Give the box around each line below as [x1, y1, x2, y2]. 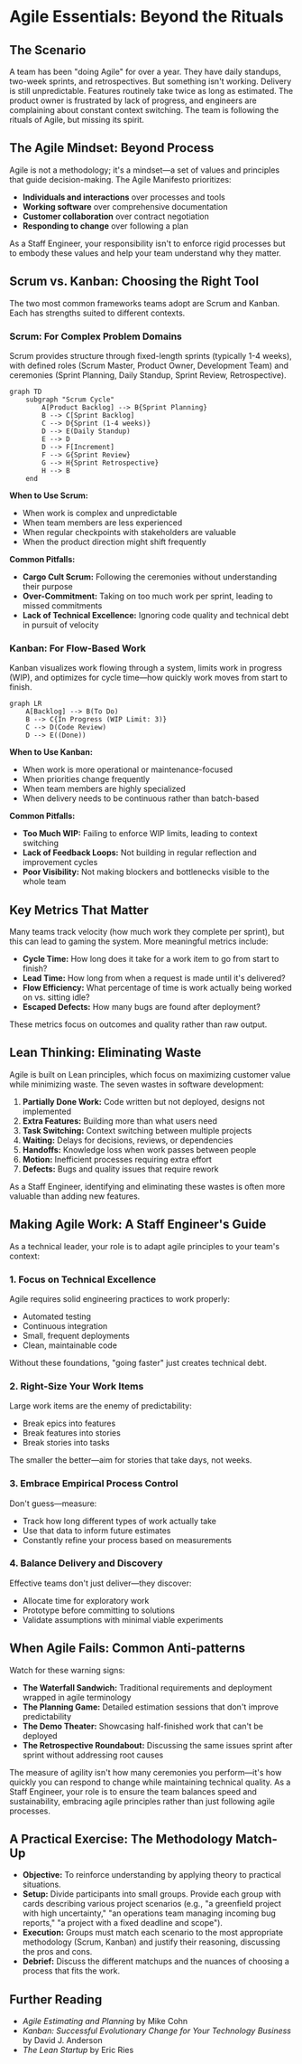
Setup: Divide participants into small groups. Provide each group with [22, 1889, 281, 1899]
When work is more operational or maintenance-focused [22, 764, 233, 775]
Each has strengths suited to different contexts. [9, 307, 186, 318]
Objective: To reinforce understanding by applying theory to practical [22, 1870, 281, 1880]
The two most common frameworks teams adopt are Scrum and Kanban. [9, 297, 280, 308]
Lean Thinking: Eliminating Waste [9, 1045, 202, 1060]
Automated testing [22, 1311, 92, 1322]
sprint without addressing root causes [22, 1749, 164, 1760]
